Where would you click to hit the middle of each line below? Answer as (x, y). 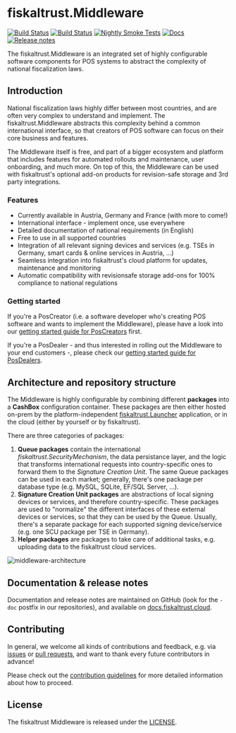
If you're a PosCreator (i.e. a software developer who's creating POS (107, 316)
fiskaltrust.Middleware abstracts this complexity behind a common (104, 123)
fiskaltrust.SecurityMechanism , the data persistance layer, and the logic (122, 457)
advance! (21, 661)
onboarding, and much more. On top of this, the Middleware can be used (113, 167)
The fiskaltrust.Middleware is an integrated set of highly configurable (107, 54)
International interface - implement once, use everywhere (101, 223)
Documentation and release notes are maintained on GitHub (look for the (113, 600)
